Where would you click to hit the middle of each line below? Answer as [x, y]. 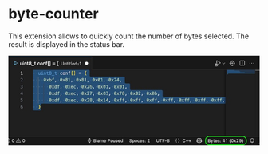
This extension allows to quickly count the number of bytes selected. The [129, 36]
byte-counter [53, 14]
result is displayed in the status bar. [67, 44]
